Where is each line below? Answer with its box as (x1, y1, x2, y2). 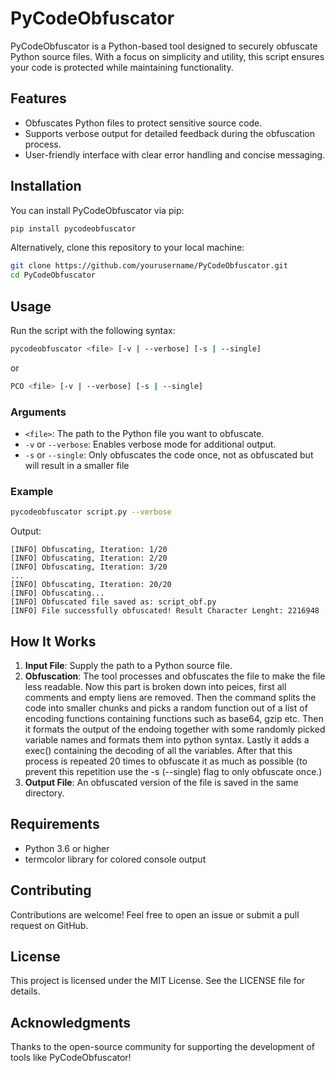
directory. (24, 787, 65, 799)
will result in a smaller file (24, 460, 130, 472)
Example (10, 484, 54, 498)
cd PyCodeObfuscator (10, 270, 97, 281)
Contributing (10, 882, 92, 899)
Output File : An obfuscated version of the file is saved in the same (24, 777, 299, 789)
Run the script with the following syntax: (10, 325, 176, 336)
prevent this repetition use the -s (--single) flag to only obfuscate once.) (24, 766, 323, 778)
